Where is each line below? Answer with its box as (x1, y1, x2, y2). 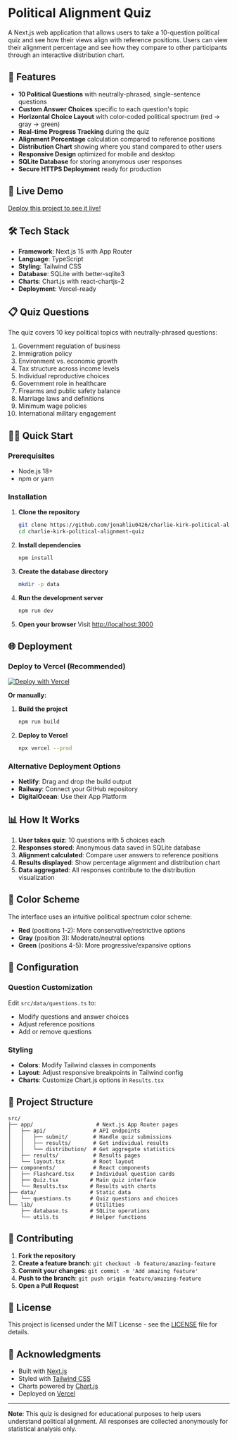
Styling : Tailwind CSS (18, 262, 82, 271)
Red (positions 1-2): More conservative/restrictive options (18, 926, 186, 934)
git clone (18, 521, 48, 529)
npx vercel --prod (18, 745, 72, 752)
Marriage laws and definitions (18, 395, 105, 403)
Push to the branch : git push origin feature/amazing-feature (18, 1274, 202, 1282)
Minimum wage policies (18, 402, 87, 410)
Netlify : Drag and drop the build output (18, 777, 132, 786)
